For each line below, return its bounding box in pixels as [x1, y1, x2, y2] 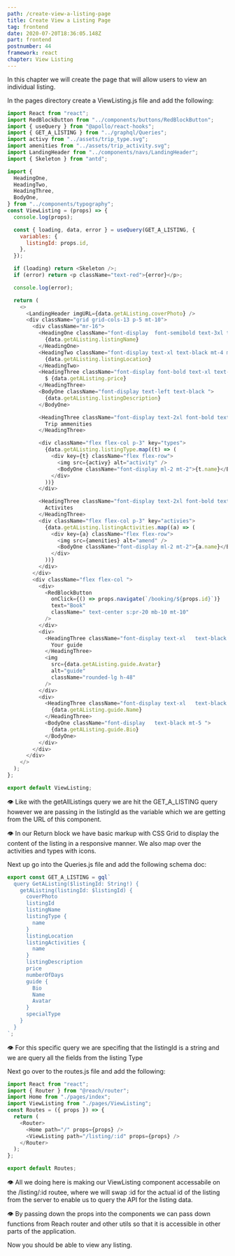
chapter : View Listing [7, 56, 73, 63]
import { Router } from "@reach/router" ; [7, 1087, 130, 1094]
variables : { [20, 233, 58, 240]
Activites [44, 504, 73, 512]
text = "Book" [51, 602, 86, 609]
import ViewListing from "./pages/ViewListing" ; [7, 1100, 152, 1107]
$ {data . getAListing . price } [44, 375, 127, 382]
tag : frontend [7, 23, 49, 30]
